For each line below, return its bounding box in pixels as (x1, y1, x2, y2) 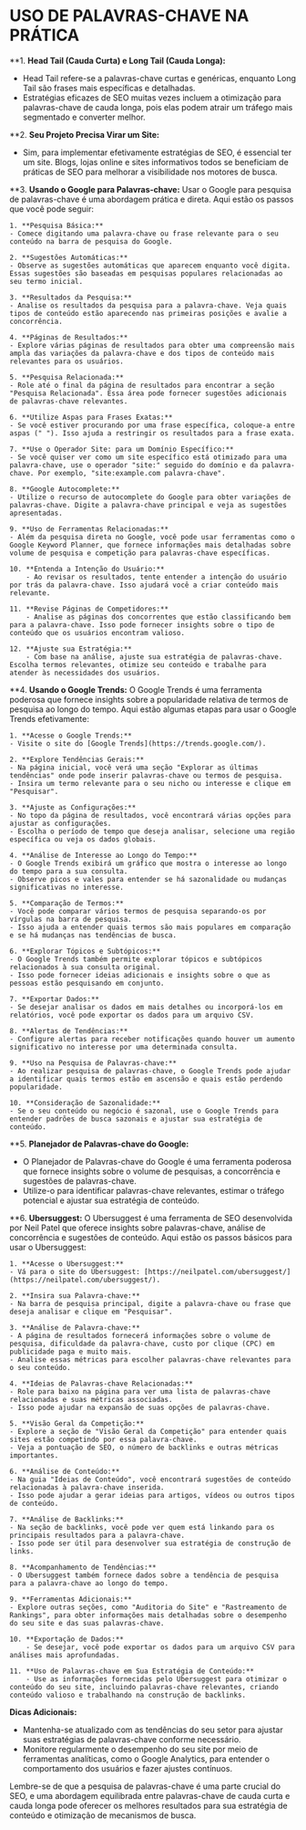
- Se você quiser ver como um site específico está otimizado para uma (9, 453, 287, 462)
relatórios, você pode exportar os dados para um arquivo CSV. (9, 1010, 255, 1020)
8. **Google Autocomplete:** (9, 485, 120, 494)
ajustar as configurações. (9, 819, 112, 828)
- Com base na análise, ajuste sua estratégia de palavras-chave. (25, 652, 283, 662)
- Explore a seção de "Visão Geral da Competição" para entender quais (9, 1427, 287, 1436)
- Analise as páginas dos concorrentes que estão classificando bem (25, 612, 291, 622)
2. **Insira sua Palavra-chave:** (9, 1291, 141, 1301)
